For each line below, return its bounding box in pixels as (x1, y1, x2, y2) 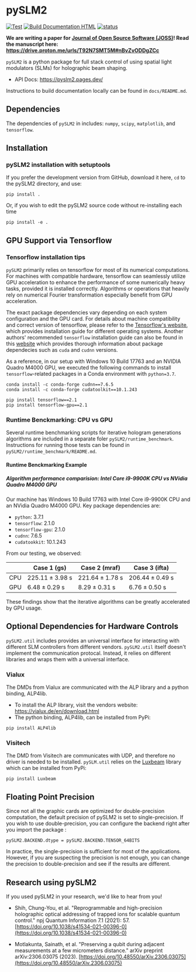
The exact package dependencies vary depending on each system (6, 309, 167, 316)
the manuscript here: (6, 41, 59, 48)
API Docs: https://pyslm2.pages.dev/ (14, 76, 104, 83)
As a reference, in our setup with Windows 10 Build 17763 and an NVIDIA (6, 358, 181, 365)
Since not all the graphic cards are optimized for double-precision (6, 808, 165, 815)
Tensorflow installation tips (6, 253, 86, 261)
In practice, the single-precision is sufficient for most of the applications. (6, 848, 181, 855)
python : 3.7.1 (14, 513, 44, 520)
